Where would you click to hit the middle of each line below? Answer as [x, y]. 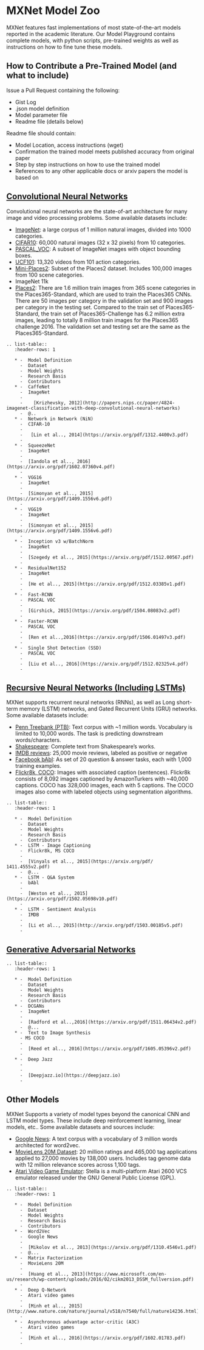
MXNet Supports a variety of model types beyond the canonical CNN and [98, 1114]
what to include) [38, 76]
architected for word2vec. [47, 1145]
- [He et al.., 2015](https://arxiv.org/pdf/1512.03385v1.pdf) [103, 584]
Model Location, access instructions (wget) [69, 145]
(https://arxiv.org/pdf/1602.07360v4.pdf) [61, 466]
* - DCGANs [29, 1006]
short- [184, 702]
